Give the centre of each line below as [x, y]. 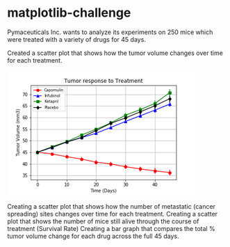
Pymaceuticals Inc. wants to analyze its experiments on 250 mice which [110, 32]
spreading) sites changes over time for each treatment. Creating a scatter [112, 214]
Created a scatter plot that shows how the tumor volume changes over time [115, 53]
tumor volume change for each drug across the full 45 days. [93, 236]
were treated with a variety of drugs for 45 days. [76, 39]
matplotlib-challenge [69, 13]
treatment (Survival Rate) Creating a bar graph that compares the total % [111, 228]
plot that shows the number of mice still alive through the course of [103, 221]
